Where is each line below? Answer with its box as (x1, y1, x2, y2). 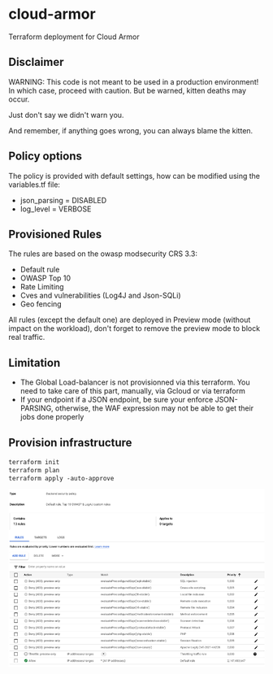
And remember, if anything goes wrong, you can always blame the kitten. (8, 125, 253, 135)
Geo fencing (19, 299, 63, 309)
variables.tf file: (8, 180, 61, 189)
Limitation (8, 355, 61, 370)
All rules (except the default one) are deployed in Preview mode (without (8, 315, 251, 325)
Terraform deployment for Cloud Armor (8, 32, 140, 41)
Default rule (19, 265, 60, 275)
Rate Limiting (19, 282, 64, 292)
